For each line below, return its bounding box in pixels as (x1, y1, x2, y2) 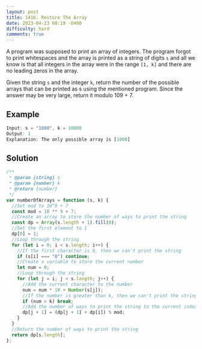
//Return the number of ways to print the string (11, 326, 138, 332)
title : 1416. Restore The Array (6, 14, 87, 21)
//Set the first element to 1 (11, 225, 87, 231)
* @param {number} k (8, 181, 61, 187)
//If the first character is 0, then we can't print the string (17, 248, 182, 254)
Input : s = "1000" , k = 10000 (6, 125, 82, 131)
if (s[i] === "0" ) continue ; (17, 253, 90, 260)
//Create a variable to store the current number (17, 259, 144, 265)
